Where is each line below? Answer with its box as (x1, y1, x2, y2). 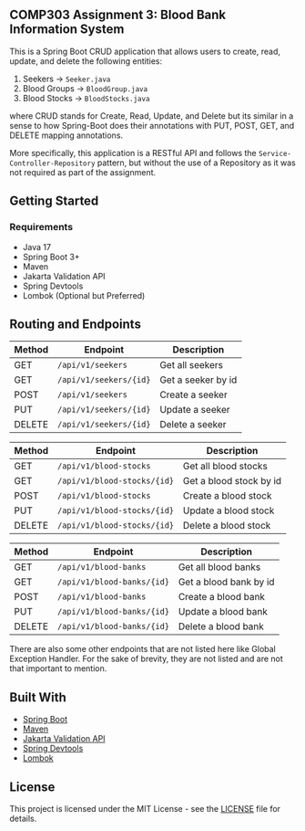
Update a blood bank (178, 605, 269, 618)
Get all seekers (158, 359, 224, 372)
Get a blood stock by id (182, 475, 282, 488)
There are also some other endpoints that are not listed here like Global (9, 644, 276, 655)
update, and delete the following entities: (9, 55, 162, 67)
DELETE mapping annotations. (9, 130, 124, 141)
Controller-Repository (9, 159, 96, 168)
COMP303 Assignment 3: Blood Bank (9, 7, 226, 23)
